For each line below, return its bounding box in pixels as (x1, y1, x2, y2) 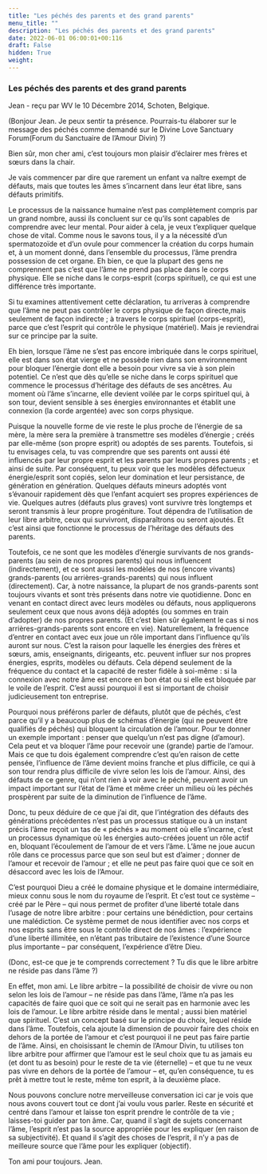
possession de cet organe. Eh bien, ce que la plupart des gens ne (8, 257, 224, 266)
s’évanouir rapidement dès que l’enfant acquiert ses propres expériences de (8, 489, 259, 499)
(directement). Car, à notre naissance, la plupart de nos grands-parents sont (8, 581, 259, 591)
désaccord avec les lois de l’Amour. (8, 867, 124, 877)
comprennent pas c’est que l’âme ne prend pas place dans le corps (8, 265, 229, 274)
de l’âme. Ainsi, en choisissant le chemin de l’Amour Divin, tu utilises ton (8, 1041, 245, 1051)
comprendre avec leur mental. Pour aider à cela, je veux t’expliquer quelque (8, 222, 257, 232)
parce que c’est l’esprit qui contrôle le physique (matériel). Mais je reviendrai (8, 323, 259, 332)
